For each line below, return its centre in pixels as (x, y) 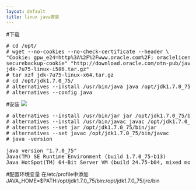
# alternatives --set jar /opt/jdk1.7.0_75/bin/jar (82, 127)
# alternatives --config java (49, 92)
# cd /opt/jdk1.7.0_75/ (40, 80)
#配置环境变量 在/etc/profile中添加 (47, 174)
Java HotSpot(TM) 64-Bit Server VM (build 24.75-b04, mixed (94, 162)
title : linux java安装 (33, 17)
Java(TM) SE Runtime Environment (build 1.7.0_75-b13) (86, 156)
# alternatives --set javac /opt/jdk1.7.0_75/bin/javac (87, 133)
